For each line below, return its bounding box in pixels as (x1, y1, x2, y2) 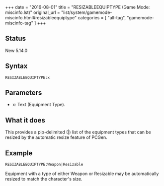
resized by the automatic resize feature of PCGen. (5, 134, 108, 140)
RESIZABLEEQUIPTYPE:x (5, 75, 50, 80)
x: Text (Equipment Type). (12, 102, 66, 108)
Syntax (5, 62, 28, 70)
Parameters (5, 89, 42, 97)
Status (5, 34, 26, 43)
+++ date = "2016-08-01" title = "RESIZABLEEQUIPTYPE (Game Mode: (5, 4, 150, 10)
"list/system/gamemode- (61, 9, 112, 15)
